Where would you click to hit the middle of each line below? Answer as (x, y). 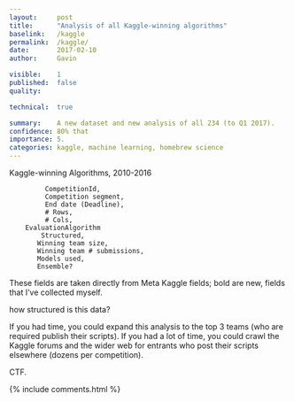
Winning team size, (73, 244)
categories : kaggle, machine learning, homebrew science (116, 148)
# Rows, (59, 213)
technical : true (41, 107)
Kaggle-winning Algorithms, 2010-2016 (81, 173)
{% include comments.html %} (65, 389)
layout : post (41, 17)
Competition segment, (85, 197)
